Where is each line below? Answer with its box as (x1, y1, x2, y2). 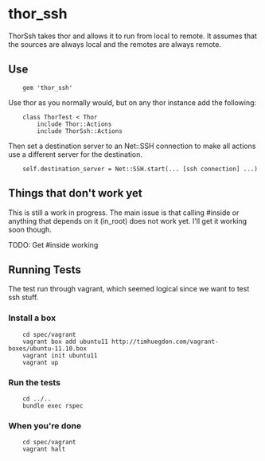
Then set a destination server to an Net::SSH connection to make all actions (8, 141, 256, 150)
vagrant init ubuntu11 (22, 351, 98, 359)
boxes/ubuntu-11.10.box (8, 344, 88, 353)
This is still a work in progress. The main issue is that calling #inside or (8, 208, 240, 217)
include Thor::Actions (37, 120, 112, 128)
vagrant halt (22, 445, 66, 454)
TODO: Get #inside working (8, 240, 99, 249)
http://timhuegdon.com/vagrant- (111, 338, 219, 346)
